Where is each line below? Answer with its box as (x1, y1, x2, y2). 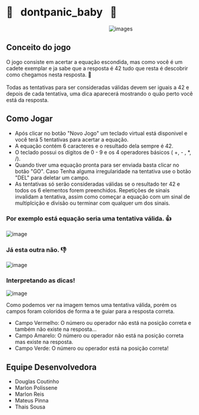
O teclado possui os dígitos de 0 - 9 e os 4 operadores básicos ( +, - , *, (14, 149, 192, 156)
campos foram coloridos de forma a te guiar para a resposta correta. (6, 308, 175, 315)
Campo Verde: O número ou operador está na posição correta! (14, 345, 169, 352)
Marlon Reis (14, 391, 45, 398)
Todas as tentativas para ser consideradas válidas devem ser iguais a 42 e (6, 84, 189, 91)
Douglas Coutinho (14, 378, 60, 385)
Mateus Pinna (14, 397, 49, 404)
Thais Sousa (14, 403, 46, 411)
